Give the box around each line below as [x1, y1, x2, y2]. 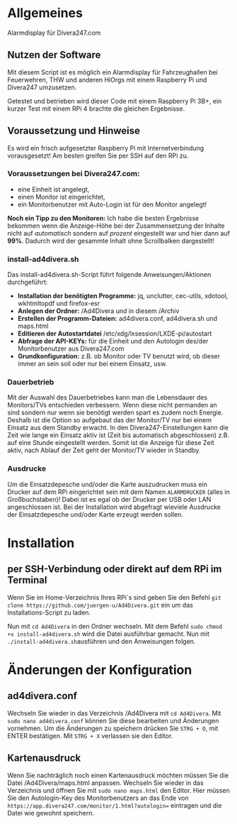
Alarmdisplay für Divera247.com [7, 28, 101, 37]
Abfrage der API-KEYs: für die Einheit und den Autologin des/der [17, 337, 209, 346]
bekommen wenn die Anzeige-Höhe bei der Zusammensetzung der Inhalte [7, 221, 225, 230]
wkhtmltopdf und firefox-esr [17, 300, 100, 308]
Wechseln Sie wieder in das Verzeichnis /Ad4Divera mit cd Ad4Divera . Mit [7, 708, 221, 718]
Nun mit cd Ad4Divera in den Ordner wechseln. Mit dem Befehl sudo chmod [7, 622, 223, 630]
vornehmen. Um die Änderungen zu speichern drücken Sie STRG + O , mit [7, 724, 219, 732]
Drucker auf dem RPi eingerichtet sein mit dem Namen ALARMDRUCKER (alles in [7, 488, 230, 496]
